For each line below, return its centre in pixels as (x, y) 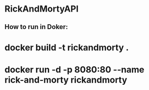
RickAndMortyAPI (42, 9)
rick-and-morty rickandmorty (66, 80)
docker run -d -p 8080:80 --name (74, 69)
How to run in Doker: (36, 27)
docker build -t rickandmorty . (67, 47)
